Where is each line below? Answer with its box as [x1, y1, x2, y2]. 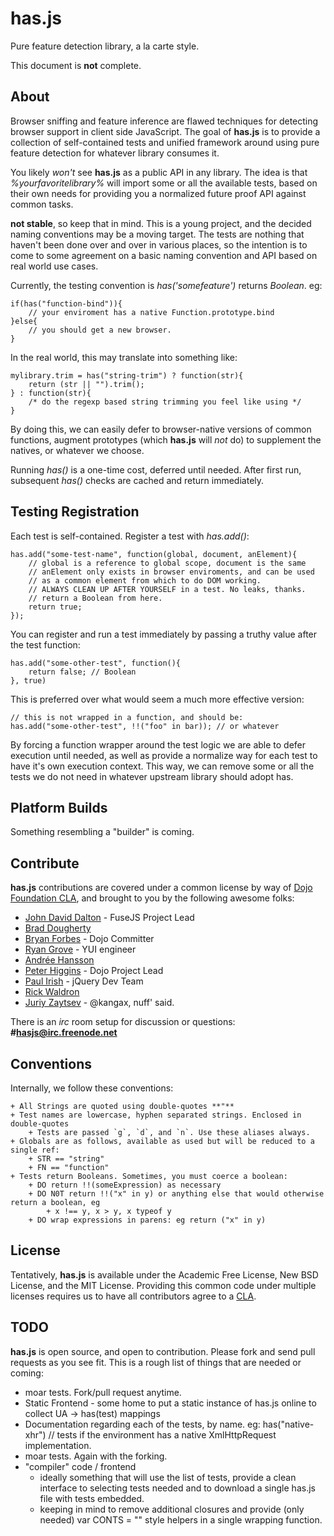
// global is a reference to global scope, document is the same [28, 558, 307, 568]
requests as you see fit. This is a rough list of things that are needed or [10, 1356, 302, 1368]
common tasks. [10, 198, 74, 210]
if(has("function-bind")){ [10, 298, 123, 309]
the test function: [10, 638, 81, 651]
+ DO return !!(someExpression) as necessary [28, 1180, 222, 1190]
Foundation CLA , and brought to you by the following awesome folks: [10, 892, 295, 904]
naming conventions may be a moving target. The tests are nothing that [10, 228, 305, 240]
